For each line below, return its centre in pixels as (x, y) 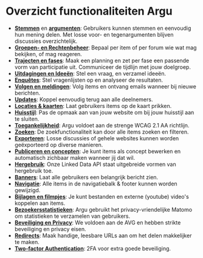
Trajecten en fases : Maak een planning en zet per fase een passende (102, 60)
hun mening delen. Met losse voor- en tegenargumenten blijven (94, 34)
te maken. (27, 242)
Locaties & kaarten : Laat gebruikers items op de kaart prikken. (93, 106)
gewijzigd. (27, 190)
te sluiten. (27, 119)
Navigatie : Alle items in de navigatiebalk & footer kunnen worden (96, 184)
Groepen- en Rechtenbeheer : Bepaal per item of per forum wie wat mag (105, 48)
